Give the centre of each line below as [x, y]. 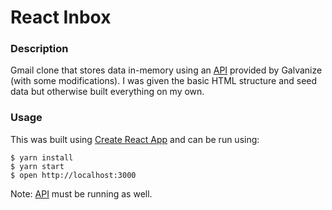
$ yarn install [42, 157]
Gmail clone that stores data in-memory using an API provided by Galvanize [166, 70]
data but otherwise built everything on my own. [107, 92]
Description [39, 49]
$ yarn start [37, 166]
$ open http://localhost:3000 [73, 175]
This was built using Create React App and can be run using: [135, 139]
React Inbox [61, 17]
